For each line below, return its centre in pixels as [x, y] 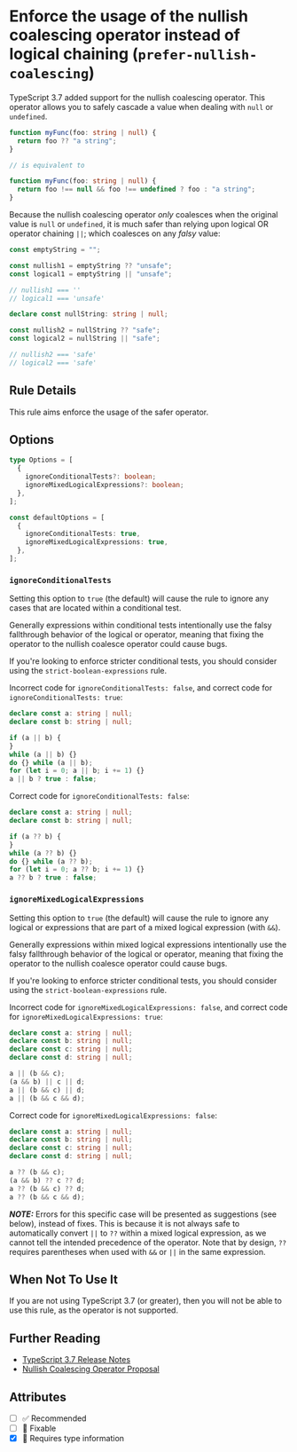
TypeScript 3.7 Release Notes [76, 1360]
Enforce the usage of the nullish [129, 16]
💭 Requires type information [73, 1439]
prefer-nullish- [198, 55]
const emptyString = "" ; [55, 250]
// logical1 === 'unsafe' [57, 298]
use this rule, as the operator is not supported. [94, 1310]
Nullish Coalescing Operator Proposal [90, 1369]
